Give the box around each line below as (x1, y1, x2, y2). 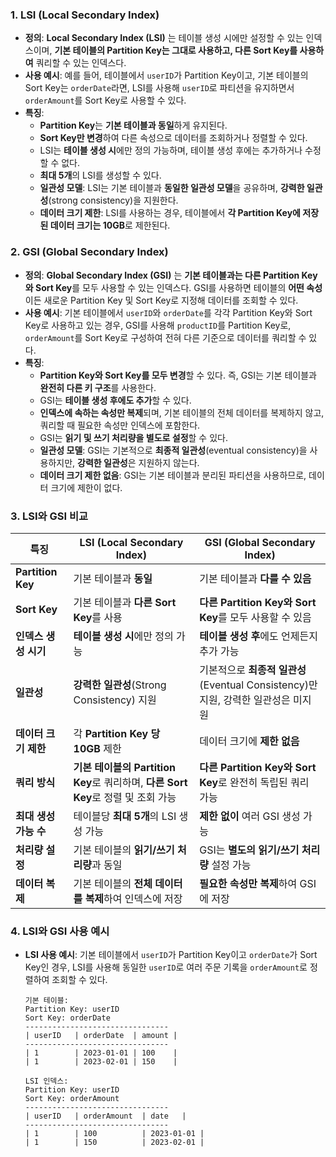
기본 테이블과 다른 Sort (73, 595, 177, 609)
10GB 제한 (73, 741, 122, 755)
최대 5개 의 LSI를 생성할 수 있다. (39, 169, 162, 182)
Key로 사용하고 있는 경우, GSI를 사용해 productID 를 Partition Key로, (24, 319, 292, 331)
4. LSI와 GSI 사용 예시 (10, 924, 110, 938)
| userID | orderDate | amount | (24, 1031, 178, 1041)
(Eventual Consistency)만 (199, 678, 318, 692)
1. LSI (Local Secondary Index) (10, 8, 160, 22)
